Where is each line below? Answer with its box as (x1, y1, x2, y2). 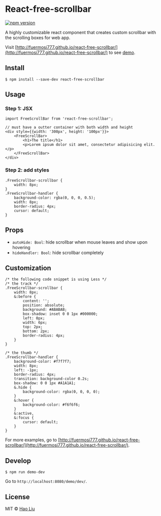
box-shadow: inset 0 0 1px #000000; (23, 311, 98, 317)
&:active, (14, 411, 34, 416)
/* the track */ (5, 281, 38, 286)
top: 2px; (23, 325, 43, 330)
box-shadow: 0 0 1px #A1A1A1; (14, 381, 76, 386)
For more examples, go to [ (5, 437, 60, 443)
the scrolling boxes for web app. (5, 35, 70, 41)
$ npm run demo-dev (5, 470, 45, 475)
